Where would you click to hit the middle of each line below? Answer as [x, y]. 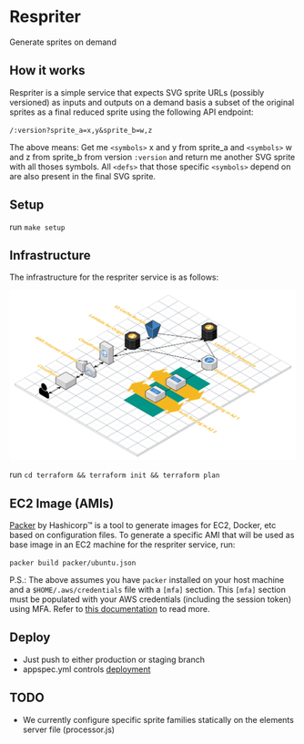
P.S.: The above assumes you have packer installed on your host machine [147, 579]
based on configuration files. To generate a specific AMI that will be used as [152, 535]
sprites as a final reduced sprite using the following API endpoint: [132, 112]
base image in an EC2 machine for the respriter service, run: [122, 545]
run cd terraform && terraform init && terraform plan [115, 474]
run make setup [37, 227]
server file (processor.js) [69, 729]
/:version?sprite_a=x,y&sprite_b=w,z [81, 130]
